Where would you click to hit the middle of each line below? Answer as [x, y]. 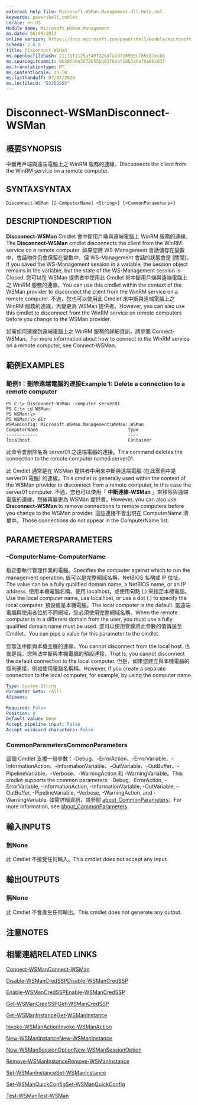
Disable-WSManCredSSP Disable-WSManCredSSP [67, 980]
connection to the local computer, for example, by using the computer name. [99, 675]
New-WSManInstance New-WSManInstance [59, 1038]
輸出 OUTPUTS [33, 880]
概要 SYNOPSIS [34, 149]
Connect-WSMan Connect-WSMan [48, 969]
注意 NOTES [27, 933]
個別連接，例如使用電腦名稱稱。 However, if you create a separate [86, 669]
